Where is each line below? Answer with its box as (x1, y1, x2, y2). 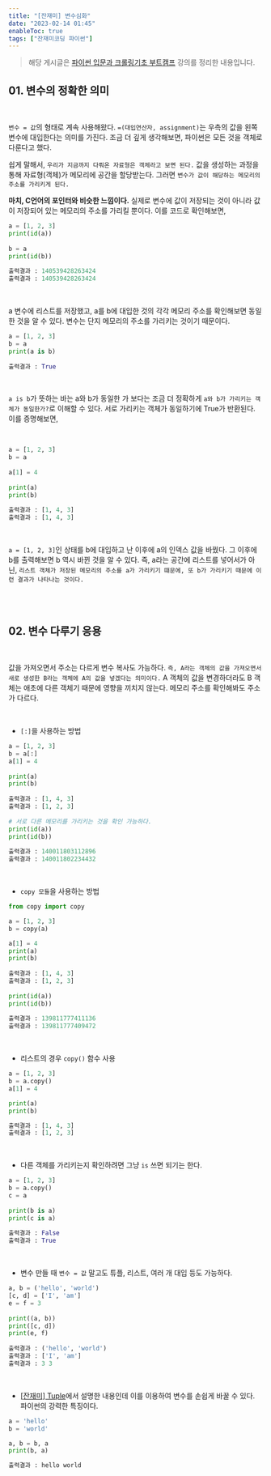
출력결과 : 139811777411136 (8, 1014, 96, 1023)
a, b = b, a (8, 1439, 49, 1448)
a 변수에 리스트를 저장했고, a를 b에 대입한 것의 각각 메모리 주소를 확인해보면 (8, 306, 247, 316)
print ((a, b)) (8, 1314, 57, 1322)
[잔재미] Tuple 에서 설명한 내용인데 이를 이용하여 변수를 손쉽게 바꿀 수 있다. (19, 1390, 256, 1401)
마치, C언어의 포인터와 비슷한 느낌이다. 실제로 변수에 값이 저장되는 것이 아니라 (8, 196, 252, 206)
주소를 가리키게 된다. (8, 181, 70, 189)
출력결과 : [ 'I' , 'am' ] (8, 1352, 83, 1360)
